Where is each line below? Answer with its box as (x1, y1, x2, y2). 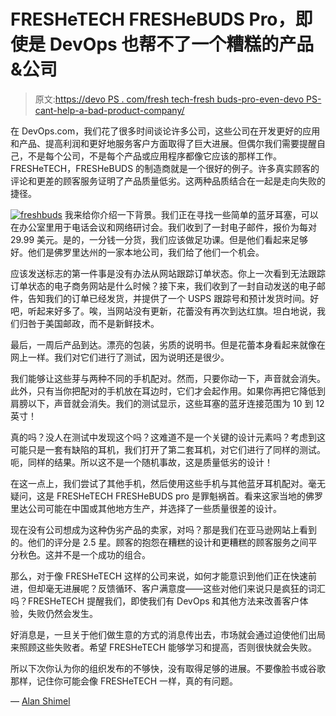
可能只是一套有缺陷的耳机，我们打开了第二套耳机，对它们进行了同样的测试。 (10, 443, 326, 455)
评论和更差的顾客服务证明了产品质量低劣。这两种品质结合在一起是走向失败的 (10, 175, 326, 187)
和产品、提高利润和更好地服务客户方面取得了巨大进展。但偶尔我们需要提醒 (10, 137, 317, 149)
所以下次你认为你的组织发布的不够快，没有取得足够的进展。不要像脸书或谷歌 (10, 662, 326, 674)
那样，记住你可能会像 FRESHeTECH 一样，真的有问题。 (10, 675, 239, 687)
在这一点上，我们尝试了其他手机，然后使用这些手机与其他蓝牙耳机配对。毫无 (10, 477, 326, 489)
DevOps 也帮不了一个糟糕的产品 (49, 33, 315, 56)
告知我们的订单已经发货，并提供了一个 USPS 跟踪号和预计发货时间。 (27, 292, 311, 304)
